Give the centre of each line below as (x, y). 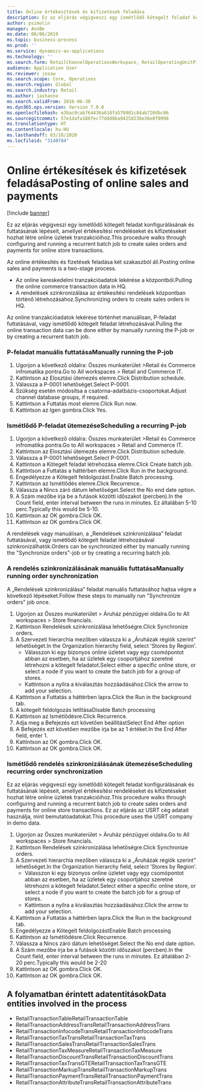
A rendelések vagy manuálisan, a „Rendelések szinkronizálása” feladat (95, 533)
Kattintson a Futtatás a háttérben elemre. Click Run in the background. (102, 471)
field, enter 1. (32, 735)
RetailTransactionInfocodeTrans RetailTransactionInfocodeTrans (94, 1031)
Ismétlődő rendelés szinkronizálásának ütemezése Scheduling (100, 764)
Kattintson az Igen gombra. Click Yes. (61, 410)
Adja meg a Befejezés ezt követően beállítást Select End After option (100, 722)
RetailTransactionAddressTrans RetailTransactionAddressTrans (93, 1025)
